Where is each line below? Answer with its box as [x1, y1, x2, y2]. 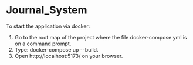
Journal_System [6, 3, 87, 17]
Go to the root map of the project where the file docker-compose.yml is [14, 34, 187, 41]
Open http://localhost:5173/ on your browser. [14, 52, 123, 59]
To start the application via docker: [6, 23, 90, 30]
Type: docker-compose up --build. [14, 46, 99, 53]
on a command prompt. [14, 40, 72, 47]
